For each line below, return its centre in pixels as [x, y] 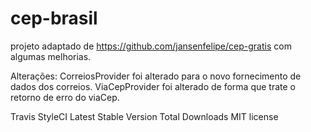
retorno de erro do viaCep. [65, 97]
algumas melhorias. [51, 56]
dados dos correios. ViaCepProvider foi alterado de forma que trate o [153, 86]
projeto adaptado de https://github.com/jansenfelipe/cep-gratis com [151, 46]
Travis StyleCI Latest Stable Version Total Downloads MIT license [144, 116]
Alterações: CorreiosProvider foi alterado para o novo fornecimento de [156, 76]
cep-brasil [54, 18]
